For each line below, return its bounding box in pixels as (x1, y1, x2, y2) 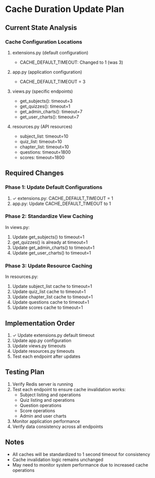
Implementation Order (5, 319, 76, 327)
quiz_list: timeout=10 (19, 138, 62, 144)
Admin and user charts (19, 413, 67, 419)
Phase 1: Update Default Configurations (5, 184, 103, 191)
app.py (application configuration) (12, 69, 82, 75)
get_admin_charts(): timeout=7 (19, 108, 83, 114)
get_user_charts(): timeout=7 (19, 114, 79, 120)
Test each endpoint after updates (12, 353, 80, 359)
